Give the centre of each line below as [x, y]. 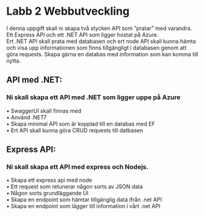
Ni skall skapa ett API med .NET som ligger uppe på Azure [93, 97]
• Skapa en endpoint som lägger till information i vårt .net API [83, 206]
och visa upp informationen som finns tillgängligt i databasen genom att [97, 48]
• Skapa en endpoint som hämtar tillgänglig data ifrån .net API [84, 199]
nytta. [14, 61]
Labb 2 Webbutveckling [68, 11]
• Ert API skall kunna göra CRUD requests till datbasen [75, 130]
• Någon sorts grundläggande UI [47, 193]
